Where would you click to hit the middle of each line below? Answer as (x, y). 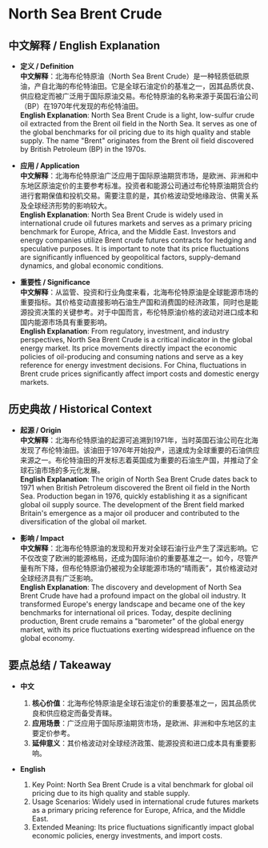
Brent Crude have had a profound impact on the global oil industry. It (133, 595)
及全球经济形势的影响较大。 (66, 206)
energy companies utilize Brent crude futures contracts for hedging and (138, 240)
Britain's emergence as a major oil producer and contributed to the (130, 513)
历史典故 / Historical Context (80, 409)
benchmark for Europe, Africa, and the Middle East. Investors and (128, 232)
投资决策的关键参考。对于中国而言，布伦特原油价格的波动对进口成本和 (142, 312)
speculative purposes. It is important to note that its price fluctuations (134, 248)
